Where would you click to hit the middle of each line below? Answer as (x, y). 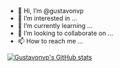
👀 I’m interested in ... (47, 18)
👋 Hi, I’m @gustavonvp (50, 11)
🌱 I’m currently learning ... (55, 26)
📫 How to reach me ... (50, 41)
